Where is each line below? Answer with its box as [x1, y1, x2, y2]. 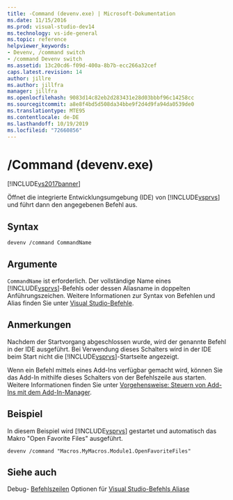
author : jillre [7, 75, 51, 82]
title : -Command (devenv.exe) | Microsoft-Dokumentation [7, 10, 176, 17]
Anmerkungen [7, 319, 72, 331]
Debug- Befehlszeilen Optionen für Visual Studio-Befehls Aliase [7, 485, 190, 493]
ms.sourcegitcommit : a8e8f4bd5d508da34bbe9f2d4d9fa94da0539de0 [7, 101, 195, 108]
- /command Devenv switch [7, 56, 82, 63]
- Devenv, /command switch [7, 49, 86, 56]
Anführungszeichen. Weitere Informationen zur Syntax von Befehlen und [7, 291, 216, 299]
